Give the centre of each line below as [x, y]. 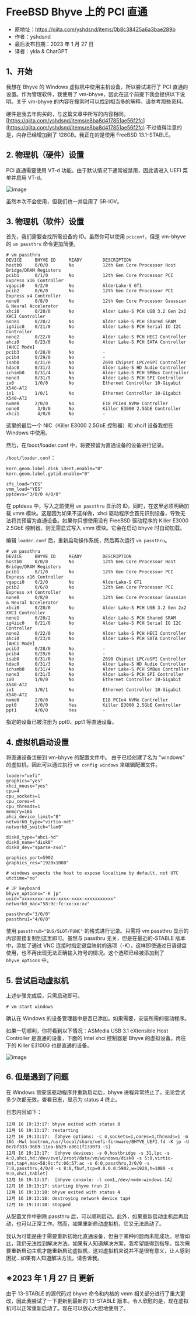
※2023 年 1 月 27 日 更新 [50, 1278]
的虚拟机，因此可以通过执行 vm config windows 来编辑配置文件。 [83, 765]
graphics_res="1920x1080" [37, 863]
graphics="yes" [24, 781]
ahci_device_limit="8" [34, 817]
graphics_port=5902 [30, 858]
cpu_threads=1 [23, 807]
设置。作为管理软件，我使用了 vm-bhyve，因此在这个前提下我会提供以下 [93, 94]
